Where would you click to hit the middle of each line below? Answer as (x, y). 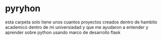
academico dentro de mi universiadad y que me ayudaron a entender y (77, 27)
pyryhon (23, 9)
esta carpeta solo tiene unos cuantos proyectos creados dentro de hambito (81, 22)
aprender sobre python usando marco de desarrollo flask (63, 32)
